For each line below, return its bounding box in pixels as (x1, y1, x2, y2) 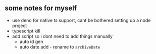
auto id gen (19, 38, 43, 44)
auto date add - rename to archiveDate (19, 43, 100, 49)
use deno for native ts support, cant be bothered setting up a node (12, 17, 151, 23)
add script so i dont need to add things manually (12, 33, 113, 39)
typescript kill (12, 27, 41, 34)
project (12, 22, 27, 28)
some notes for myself (5, 4, 77, 12)
